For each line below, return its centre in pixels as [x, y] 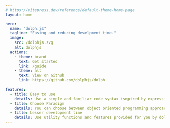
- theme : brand [30, 57]
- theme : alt [28, 71]
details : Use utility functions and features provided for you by [86, 118]
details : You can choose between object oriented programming [81, 108]
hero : [11, 24]
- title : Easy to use [33, 94]
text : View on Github [41, 76]
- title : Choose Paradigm [37, 103]
